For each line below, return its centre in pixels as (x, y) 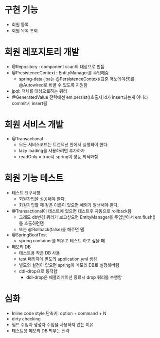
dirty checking (26, 318)
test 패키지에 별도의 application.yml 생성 (58, 259)
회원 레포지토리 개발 (42, 52)
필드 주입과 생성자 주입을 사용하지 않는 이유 (53, 324)
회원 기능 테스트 (34, 178)
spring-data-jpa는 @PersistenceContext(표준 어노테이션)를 (77, 79)
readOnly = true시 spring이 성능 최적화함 (58, 156)
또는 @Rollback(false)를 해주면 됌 (52, 229)
